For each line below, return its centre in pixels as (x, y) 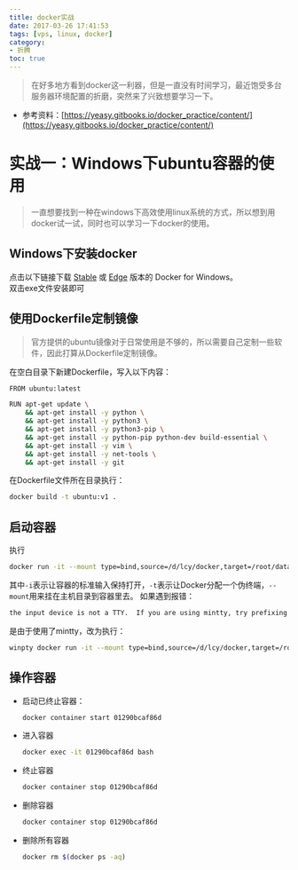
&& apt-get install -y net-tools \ (91, 454)
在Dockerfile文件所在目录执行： (67, 480)
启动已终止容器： (53, 700)
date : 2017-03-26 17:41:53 (59, 26)
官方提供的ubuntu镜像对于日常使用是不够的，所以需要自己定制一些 (153, 342)
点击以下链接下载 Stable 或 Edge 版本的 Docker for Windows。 (123, 277)
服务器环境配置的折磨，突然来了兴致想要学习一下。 (124, 96)
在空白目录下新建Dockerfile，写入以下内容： (90, 372)
